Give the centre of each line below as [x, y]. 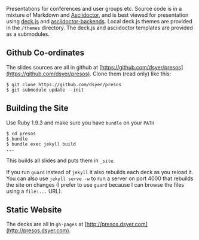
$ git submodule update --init [45, 90]
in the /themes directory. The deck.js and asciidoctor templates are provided [99, 28]
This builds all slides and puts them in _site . [61, 160]
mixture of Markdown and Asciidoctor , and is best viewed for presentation [97, 15]
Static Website [34, 210]
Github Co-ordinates [45, 53]
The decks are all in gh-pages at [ [47, 224]
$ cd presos [21, 133]
